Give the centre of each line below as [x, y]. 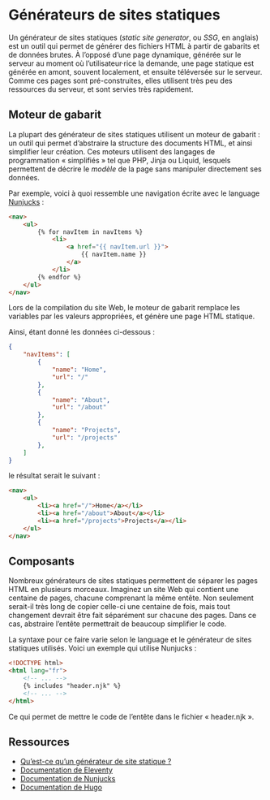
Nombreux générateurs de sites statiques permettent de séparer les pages [133, 581]
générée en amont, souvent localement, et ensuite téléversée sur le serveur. [135, 71]
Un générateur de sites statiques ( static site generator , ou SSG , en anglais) [134, 37]
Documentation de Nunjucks [68, 779]
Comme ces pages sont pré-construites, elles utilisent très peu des [120, 80]
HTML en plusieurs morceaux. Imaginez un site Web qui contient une [124, 590]
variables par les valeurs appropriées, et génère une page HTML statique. [132, 316]
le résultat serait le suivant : [54, 476]
